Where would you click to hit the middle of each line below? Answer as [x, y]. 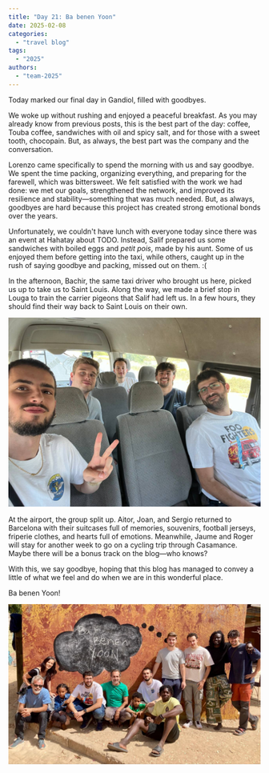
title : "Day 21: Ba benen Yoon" [62, 17]
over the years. [33, 215]
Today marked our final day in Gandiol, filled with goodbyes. [107, 99]
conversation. [31, 149]
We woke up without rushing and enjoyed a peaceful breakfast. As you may [133, 115]
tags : [17, 51]
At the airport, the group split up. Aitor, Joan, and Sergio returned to [120, 519]
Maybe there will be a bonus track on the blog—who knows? [108, 553]
